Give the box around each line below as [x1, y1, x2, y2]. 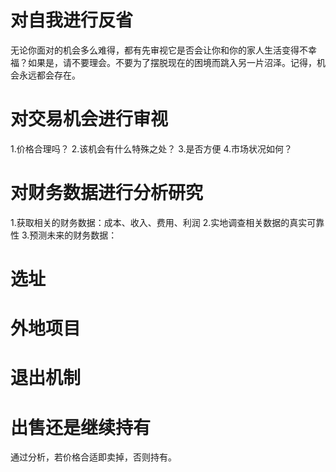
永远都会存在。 [18, 69, 81, 81]
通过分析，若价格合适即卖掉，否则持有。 [10, 451, 177, 463]
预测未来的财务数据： [29, 229, 118, 241]
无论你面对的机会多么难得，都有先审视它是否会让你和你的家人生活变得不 [10, 44, 308, 56]
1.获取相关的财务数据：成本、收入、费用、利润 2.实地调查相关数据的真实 [10, 216, 308, 228]
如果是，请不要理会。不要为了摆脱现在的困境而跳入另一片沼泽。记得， [27, 56, 317, 68]
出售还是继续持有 [10, 416, 152, 439]
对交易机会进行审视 [10, 108, 169, 131]
